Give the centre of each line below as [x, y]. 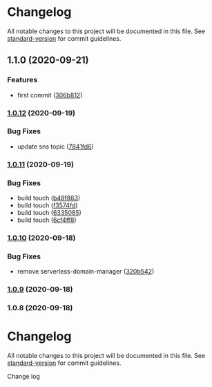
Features [22, 80]
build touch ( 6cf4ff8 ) [47, 220]
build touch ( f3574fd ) [47, 205]
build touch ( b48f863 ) [49, 198]
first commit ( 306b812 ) [50, 95]
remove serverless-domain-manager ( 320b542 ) [86, 272]
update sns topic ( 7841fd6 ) [56, 147]
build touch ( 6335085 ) [49, 213]
